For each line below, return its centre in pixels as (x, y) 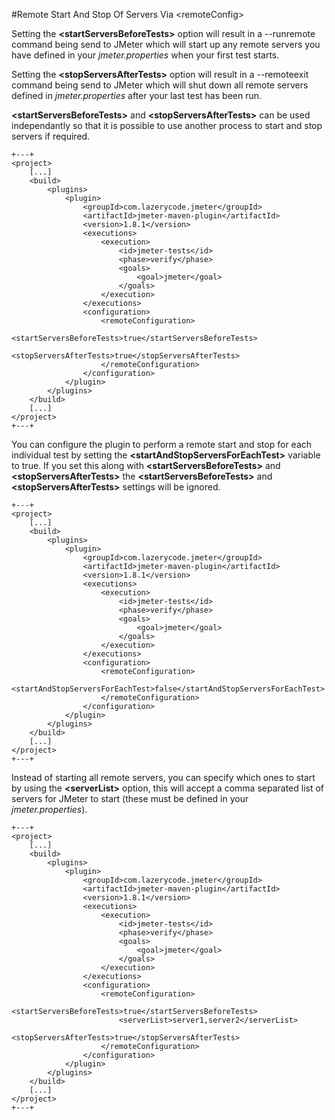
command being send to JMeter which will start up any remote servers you (166, 44)
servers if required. (51, 136)
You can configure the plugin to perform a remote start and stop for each (162, 444)
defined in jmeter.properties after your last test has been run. (137, 95)
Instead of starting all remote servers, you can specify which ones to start (163, 777)
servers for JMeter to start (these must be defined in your (130, 798)
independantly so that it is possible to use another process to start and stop (167, 125)
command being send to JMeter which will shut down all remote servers (160, 85)
